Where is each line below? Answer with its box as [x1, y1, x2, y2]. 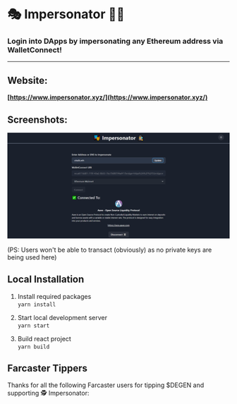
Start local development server [17, 313, 108, 322]
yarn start [17, 322, 50, 329]
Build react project [17, 334, 72, 343]
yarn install [17, 301, 56, 308]
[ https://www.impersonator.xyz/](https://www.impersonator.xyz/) [7, 93, 208, 102]
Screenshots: [7, 114, 68, 126]
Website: [7, 74, 48, 86]
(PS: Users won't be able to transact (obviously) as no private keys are [7, 245, 212, 254]
